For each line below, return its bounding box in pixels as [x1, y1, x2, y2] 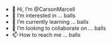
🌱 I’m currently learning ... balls [11, 18, 89, 25]
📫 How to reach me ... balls [11, 32, 81, 38]
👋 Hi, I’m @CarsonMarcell [11, 6, 75, 12]
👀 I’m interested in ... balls [11, 12, 76, 19]
